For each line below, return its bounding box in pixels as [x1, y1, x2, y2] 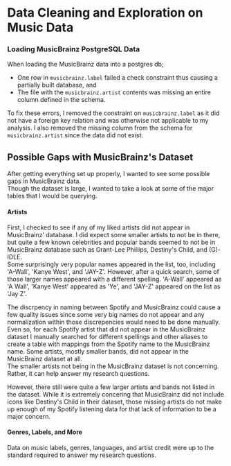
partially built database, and [17, 81, 97, 89]
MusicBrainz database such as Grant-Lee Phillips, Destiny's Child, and [7, 245, 207, 254]
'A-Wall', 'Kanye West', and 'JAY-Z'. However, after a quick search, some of [7, 267, 220, 275]
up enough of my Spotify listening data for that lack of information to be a [7, 404, 216, 413]
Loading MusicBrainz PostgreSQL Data [7, 44, 140, 54]
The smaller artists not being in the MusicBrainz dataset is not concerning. [7, 362, 219, 370]
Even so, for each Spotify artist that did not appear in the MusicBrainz [7, 325, 206, 334]
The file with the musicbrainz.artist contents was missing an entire [17, 88, 211, 96]
